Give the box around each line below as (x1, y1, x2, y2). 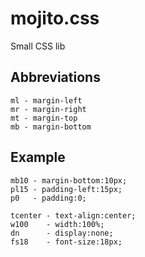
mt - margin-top (10, 113, 78, 123)
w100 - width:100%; (10, 219, 105, 229)
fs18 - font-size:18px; (10, 237, 123, 247)
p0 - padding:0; (10, 193, 87, 203)
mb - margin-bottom (10, 122, 92, 132)
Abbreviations (10, 69, 101, 86)
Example (10, 149, 66, 166)
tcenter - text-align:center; (10, 210, 137, 221)
